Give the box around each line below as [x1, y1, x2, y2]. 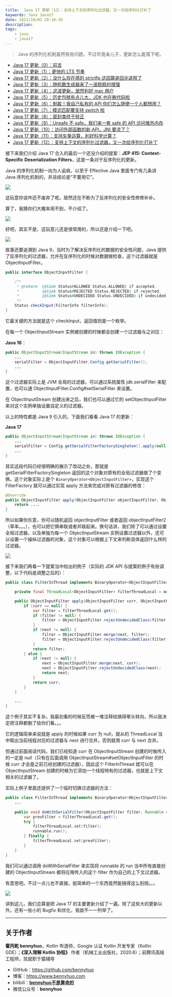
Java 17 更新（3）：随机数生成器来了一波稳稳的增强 [12, 81, 120, 88]
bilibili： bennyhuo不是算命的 [12, 979, 74, 986]
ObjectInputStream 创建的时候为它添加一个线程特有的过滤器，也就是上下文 [5, 767, 163, 774]
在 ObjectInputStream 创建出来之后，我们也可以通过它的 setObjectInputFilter [5, 396, 167, 403]
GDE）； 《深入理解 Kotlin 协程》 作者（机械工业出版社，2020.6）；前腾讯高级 [5, 949, 165, 955]
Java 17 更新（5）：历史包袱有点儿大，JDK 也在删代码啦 [12, 94, 131, 100]
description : [5, 22, 33, 27]
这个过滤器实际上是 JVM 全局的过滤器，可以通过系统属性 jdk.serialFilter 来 [5, 379, 162, 385]
